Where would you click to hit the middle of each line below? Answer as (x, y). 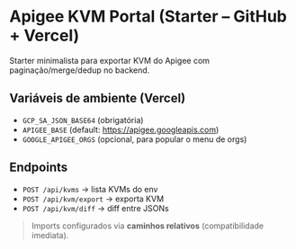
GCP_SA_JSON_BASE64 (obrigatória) (83, 120)
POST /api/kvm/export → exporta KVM (93, 199)
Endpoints (39, 168)
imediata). (50, 235)
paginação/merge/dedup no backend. (80, 70)
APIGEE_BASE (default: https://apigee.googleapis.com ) (121, 129)
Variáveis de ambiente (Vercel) (98, 98)
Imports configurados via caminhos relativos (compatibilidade (147, 226)
